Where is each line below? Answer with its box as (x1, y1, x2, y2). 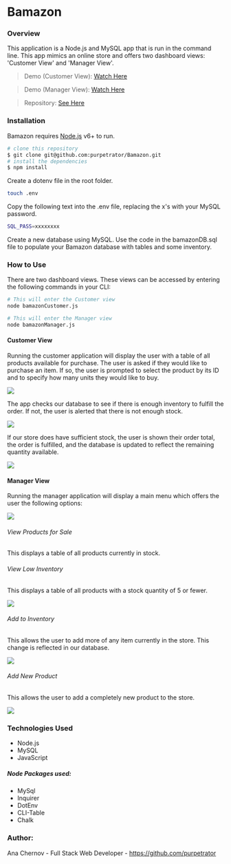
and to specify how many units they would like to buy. (7, 374, 159, 382)
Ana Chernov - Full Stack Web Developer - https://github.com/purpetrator (7, 849, 217, 857)
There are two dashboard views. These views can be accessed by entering (7, 276, 220, 284)
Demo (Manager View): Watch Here (23, 85, 125, 94)
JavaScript (16, 754, 48, 762)
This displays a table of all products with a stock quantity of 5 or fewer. (7, 586, 208, 594)
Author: (7, 833, 34, 843)
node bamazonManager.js (7, 321, 76, 328)
